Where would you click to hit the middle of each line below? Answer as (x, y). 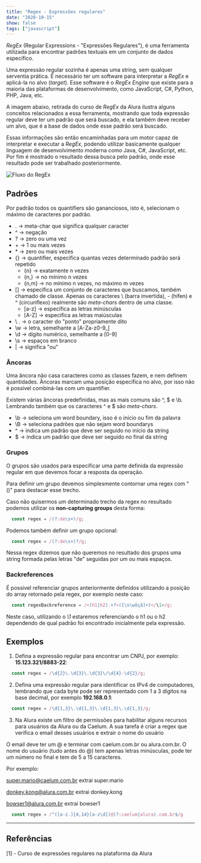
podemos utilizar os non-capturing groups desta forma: (76, 508)
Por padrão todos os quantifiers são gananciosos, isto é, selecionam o (93, 208)
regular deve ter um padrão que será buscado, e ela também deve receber (98, 120)
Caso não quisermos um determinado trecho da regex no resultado (89, 502)
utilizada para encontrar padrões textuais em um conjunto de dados (90, 52)
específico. (20, 58)
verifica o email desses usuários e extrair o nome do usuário (89, 733)
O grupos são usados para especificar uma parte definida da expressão (95, 466)
